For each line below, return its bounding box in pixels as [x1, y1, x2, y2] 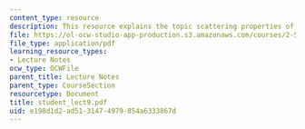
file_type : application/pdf [9, 38, 116, 48]
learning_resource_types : [9, 47, 107, 56]
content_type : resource [9, 13, 100, 23]
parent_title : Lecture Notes [9, 73, 120, 82]
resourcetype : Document [9, 89, 100, 98]
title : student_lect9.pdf [9, 97, 107, 107]
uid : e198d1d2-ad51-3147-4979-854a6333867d [9, 106, 177, 115]
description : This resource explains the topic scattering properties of [9, 22, 295, 31]
